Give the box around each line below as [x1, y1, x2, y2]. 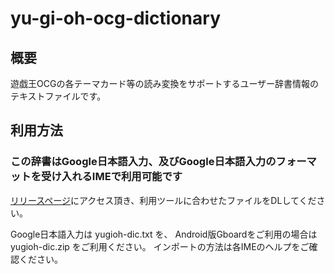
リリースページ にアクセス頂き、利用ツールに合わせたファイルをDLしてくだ [10, 194, 317, 206]
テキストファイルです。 [10, 90, 107, 102]
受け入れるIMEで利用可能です [41, 170, 183, 184]
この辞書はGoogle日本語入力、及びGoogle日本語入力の [10, 155, 277, 169]
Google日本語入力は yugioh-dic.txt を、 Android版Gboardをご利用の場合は [10, 228, 318, 240]
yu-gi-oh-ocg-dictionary [10, 7, 221, 30]
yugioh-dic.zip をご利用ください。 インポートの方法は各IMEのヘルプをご [10, 240, 310, 252]
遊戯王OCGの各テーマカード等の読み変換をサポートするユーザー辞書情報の [10, 78, 320, 89]
